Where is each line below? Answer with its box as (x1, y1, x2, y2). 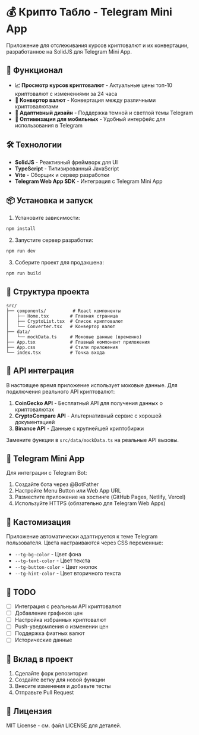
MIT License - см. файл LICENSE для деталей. (6, 722, 122, 729)
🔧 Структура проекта (6, 287, 90, 297)
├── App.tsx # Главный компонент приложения (6, 339, 150, 345)
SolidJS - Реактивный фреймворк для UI (14, 158, 118, 166)
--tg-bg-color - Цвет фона (14, 551, 81, 558)
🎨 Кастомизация (6, 517, 71, 527)
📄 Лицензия (6, 706, 52, 716)
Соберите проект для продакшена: (14, 259, 104, 266)
